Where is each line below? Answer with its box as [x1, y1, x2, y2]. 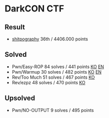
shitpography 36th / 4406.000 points [11, 36, 88, 42]
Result [4, 23, 25, 31]
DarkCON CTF [4, 3, 64, 14]
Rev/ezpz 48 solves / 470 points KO [11, 79, 86, 85]
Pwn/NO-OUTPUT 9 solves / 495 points [11, 107, 94, 113]
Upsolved [4, 94, 35, 103]
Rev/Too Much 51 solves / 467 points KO [11, 74, 95, 80]
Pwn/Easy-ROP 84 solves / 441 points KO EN [11, 63, 104, 70]
